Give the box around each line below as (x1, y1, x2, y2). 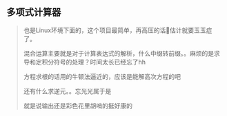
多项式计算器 (6, 6, 61, 19)
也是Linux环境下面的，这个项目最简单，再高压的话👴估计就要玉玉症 (23, 26, 213, 34)
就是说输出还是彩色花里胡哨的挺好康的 (23, 102, 132, 110)
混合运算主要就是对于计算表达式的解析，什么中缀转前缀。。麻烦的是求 (23, 49, 220, 57)
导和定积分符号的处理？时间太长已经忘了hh (23, 58, 146, 66)
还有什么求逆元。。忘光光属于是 (23, 86, 112, 95)
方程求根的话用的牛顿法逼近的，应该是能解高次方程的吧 (23, 72, 181, 80)
